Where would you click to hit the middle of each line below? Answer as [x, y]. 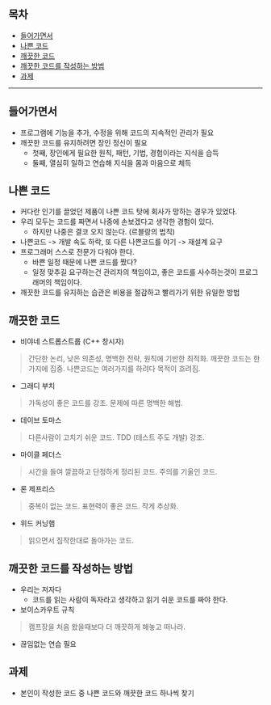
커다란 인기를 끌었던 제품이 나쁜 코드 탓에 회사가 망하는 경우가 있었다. [129, 212]
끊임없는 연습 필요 [48, 644]
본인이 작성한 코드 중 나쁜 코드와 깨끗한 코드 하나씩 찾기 [107, 693]
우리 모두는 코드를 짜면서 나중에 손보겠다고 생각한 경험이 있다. [117, 222]
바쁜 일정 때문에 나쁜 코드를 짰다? [84, 262]
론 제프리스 [38, 489]
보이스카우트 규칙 [47, 610]
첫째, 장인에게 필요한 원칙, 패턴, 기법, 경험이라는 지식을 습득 [125, 153]
